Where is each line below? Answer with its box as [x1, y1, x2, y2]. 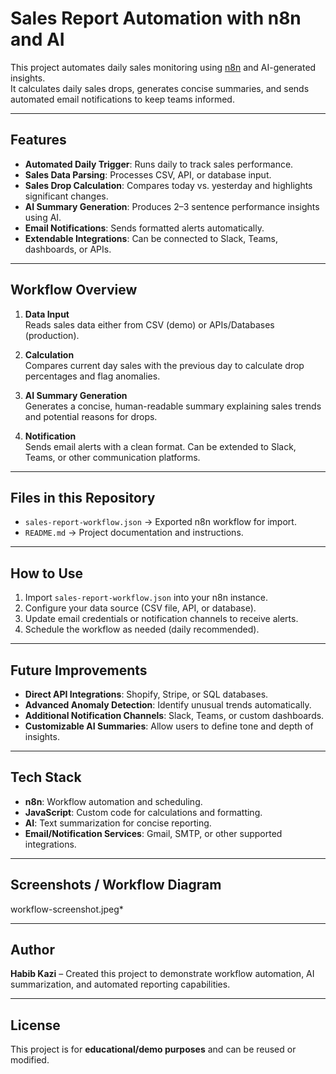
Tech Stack [10, 769, 82, 786]
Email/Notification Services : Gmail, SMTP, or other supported [24, 827, 283, 839]
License [10, 1017, 61, 1034]
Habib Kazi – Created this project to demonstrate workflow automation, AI [10, 968, 315, 980]
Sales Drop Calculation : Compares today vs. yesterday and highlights [24, 179, 313, 191]
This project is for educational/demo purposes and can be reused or [10, 1043, 297, 1056]
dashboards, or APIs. [24, 243, 112, 255]
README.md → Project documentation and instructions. [24, 527, 244, 539]
